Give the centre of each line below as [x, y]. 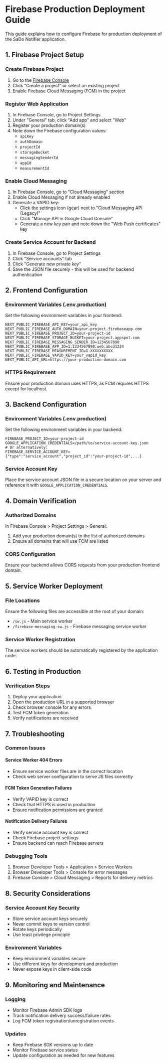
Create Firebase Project [34, 69]
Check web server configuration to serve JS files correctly [73, 777]
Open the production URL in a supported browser [63, 702]
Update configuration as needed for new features [63, 1055]
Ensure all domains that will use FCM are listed [60, 541]
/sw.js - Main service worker [42, 621]
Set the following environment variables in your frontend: [64, 316]
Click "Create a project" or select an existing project [66, 85]
